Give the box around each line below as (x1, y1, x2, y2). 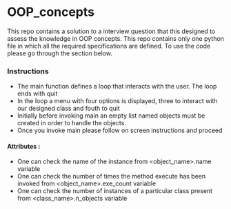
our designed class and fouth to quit (17, 104, 121, 113)
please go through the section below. (7, 49, 112, 57)
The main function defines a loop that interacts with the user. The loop (17, 82, 217, 91)
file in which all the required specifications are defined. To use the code (7, 42, 211, 50)
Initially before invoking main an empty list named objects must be (17, 111, 205, 120)
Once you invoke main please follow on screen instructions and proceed (17, 126, 223, 135)
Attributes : (7, 142, 41, 150)
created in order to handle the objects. (17, 119, 126, 127)
